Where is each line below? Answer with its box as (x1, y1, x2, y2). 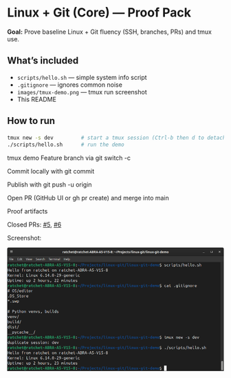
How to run (7, 115, 56, 127)
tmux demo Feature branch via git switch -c (7, 154, 131, 162)
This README (16, 95, 57, 103)
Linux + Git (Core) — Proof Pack (7, 5, 191, 21)
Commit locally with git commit (7, 167, 95, 176)
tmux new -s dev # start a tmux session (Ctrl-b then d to (7, 134, 205, 141)
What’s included (7, 55, 79, 67)
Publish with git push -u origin (7, 180, 92, 189)
